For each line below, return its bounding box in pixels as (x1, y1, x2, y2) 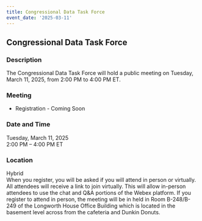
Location (6, 156, 34, 164)
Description (6, 56, 42, 64)
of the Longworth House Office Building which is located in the (17, 202, 176, 209)
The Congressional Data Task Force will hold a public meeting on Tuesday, (6, 70, 194, 77)
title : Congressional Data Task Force (6, 9, 105, 15)
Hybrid (6, 170, 24, 177)
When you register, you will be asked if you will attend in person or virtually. (6, 176, 197, 184)
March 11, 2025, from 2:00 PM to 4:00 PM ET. (6, 76, 121, 83)
